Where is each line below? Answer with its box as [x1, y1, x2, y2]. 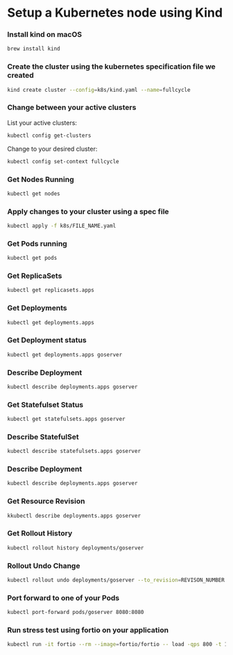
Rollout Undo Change [7, 561, 80, 570]
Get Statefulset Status [7, 399, 84, 409]
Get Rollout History [7, 529, 73, 538]
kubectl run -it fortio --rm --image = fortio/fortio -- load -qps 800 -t [7, 641, 222, 648]
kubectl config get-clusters [7, 132, 92, 139]
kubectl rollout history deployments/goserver [7, 544, 144, 552]
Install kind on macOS [7, 30, 83, 40]
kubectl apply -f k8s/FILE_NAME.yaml [7, 222, 116, 230]
